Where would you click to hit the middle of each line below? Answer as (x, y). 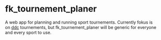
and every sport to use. (28, 32)
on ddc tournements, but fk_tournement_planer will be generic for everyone (81, 27)
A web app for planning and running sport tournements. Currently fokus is (79, 22)
